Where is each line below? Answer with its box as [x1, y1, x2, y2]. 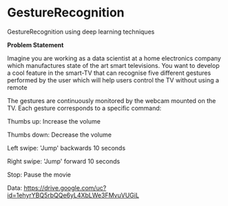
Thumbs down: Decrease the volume [7, 130, 112, 139]
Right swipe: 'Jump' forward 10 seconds [7, 157, 121, 165]
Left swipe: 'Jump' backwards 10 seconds [7, 144, 126, 152]
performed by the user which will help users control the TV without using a [7, 76, 219, 84]
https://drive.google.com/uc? [23, 183, 107, 192]
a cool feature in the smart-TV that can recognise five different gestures [7, 69, 211, 77]
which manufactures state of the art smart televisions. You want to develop [7, 61, 220, 69]
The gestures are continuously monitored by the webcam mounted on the [7, 96, 216, 104]
